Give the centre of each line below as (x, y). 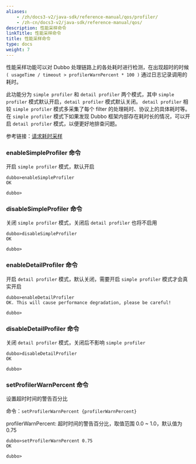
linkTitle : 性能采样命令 (34, 33)
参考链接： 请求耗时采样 (34, 136)
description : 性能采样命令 (36, 28)
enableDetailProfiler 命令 (42, 265)
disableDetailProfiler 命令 (43, 328)
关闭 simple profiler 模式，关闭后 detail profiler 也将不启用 (82, 223)
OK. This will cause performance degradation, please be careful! (89, 303)
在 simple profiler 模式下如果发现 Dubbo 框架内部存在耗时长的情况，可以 (96, 116)
